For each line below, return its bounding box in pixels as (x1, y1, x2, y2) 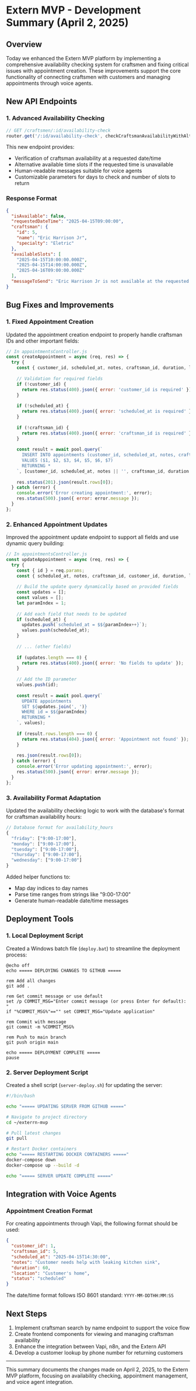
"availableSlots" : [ (11, 251, 61, 257)
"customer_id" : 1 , (11, 1243, 57, 1249)
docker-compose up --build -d (6, 1162, 80, 1168)
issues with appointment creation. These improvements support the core (6, 67, 181, 74)
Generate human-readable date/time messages (14, 897, 129, 904)
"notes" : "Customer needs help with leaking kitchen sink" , (11, 1259, 160, 1265)
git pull (6, 1136, 27, 1141)
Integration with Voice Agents (6, 1190, 117, 1199)
